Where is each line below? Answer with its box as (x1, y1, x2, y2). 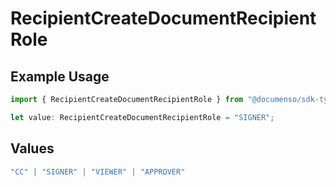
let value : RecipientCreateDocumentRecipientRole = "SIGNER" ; (10, 112, 275, 122)
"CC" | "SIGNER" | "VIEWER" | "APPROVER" (10, 167, 186, 177)
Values (10, 140, 55, 157)
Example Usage (10, 68, 110, 85)
